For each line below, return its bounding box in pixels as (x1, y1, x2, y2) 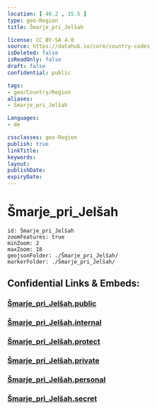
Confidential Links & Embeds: (7, 278, 140, 290)
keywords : (7, 154, 37, 161)
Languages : (7, 115, 40, 122)
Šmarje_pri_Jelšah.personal (7, 375, 106, 385)
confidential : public (7, 69, 71, 76)
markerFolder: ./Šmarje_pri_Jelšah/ (7, 258, 115, 266)
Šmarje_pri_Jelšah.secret (7, 394, 98, 404)
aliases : (7, 95, 33, 103)
